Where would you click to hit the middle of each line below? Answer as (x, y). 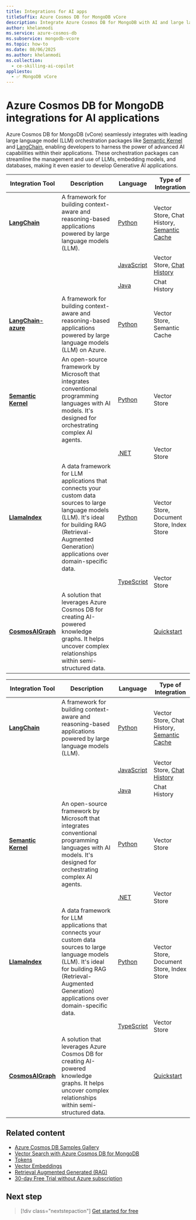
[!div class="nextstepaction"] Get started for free (79, 1211)
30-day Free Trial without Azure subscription (68, 1178)
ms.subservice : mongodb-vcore (43, 39)
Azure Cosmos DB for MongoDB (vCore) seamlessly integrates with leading (97, 135)
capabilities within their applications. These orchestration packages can (92, 153)
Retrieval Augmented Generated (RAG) (61, 1172)
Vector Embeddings (38, 1166)
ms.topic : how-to (27, 44)
